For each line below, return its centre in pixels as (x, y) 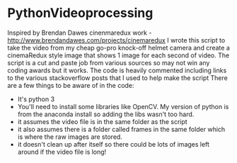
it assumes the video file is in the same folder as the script (102, 121)
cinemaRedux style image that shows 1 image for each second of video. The (118, 55)
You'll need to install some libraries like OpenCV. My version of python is (123, 106)
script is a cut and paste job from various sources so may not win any (109, 62)
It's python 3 (36, 99)
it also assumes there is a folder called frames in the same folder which (121, 129)
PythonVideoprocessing (80, 13)
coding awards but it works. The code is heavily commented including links (117, 70)
